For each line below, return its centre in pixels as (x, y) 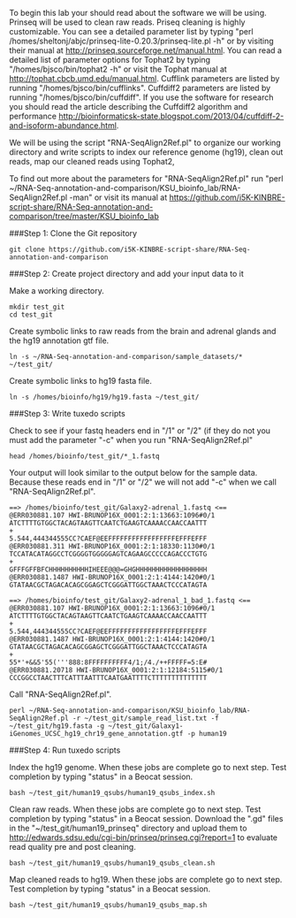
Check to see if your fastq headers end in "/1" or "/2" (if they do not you (140, 431)
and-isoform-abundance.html (63, 126)
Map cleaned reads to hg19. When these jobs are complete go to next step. (146, 880)
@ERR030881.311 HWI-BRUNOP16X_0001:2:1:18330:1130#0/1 (112, 547)
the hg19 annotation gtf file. (59, 340)
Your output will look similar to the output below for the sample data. (133, 473)
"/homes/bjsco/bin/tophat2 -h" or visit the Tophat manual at (118, 69)
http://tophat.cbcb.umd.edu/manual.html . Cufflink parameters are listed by (144, 78)
